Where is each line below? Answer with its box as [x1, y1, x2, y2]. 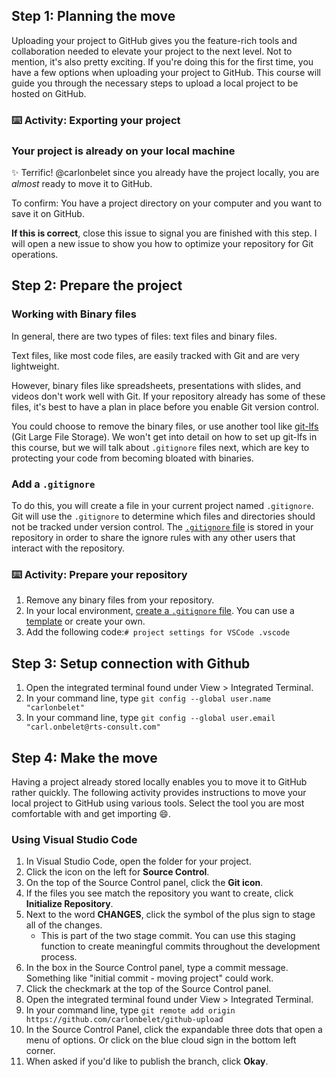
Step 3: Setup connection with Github [11, 655, 251, 672]
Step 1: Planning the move [11, 8, 176, 25]
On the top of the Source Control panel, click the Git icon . [25, 877, 264, 889]
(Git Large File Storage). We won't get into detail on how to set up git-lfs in [11, 430, 318, 443]
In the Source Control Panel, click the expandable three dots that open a [25, 1024, 323, 1036]
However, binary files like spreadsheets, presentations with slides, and [11, 379, 302, 391]
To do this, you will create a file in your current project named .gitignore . [11, 500, 314, 512]
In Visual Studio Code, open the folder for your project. [25, 855, 252, 868]
